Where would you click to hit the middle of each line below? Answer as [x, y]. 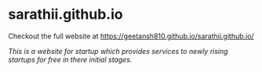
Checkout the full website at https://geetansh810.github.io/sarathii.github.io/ [131, 36]
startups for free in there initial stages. [70, 59]
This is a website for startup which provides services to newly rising [118, 51]
